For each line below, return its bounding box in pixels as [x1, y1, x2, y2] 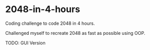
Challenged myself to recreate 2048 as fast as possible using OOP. [5, 30, 145, 36]
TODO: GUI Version [5, 39, 46, 46]
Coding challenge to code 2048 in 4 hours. [5, 20, 95, 26]
